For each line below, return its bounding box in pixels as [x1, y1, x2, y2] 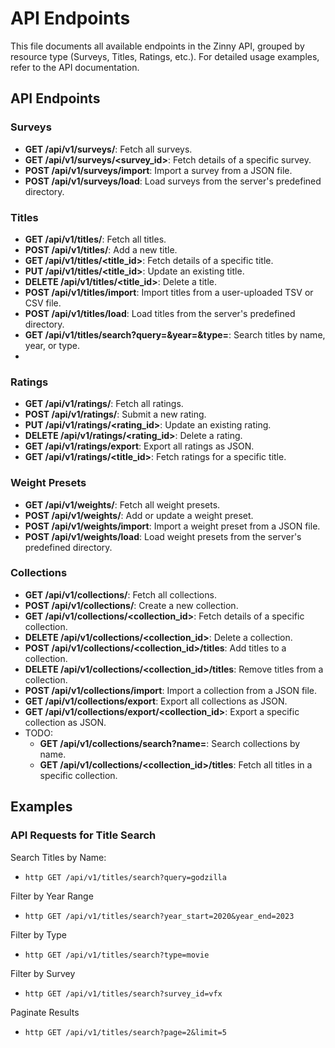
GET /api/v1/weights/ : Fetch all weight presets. [24, 498, 221, 511]
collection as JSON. [24, 716, 107, 728]
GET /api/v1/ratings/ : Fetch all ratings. [24, 398, 184, 410]
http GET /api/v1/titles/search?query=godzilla [24, 872, 227, 882]
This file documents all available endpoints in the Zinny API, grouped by [10, 40, 305, 52]
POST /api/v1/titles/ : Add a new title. [24, 243, 178, 256]
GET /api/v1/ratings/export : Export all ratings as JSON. [24, 440, 255, 452]
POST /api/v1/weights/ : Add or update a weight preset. [24, 509, 254, 521]
